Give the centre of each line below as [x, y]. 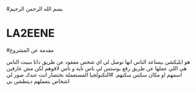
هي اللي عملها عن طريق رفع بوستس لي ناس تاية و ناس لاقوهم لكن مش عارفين [96, 68]
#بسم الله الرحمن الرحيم [35, 9]
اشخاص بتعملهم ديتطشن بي [38, 81]
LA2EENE [30, 33]
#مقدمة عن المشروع [30, 50]
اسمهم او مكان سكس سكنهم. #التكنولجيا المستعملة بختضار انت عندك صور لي [94, 75]
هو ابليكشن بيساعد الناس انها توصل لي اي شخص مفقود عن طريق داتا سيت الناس [98, 62]
